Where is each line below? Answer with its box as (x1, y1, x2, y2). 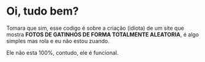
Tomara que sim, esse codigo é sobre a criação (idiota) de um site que (6, 24, 185, 32)
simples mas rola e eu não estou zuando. (6, 37, 110, 44)
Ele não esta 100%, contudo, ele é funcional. (6, 49, 119, 56)
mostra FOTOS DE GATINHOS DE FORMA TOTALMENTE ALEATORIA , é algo (6, 30, 199, 38)
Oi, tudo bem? (6, 4, 79, 18)
